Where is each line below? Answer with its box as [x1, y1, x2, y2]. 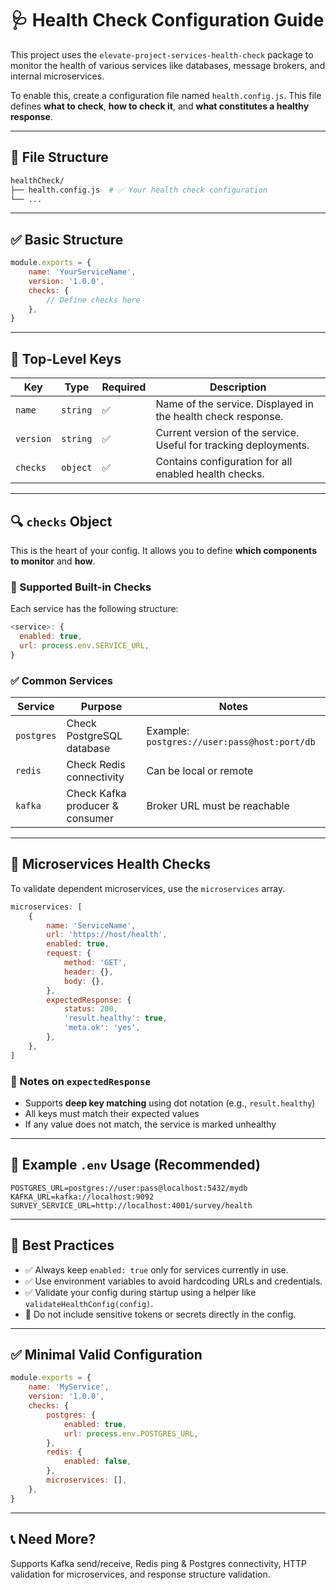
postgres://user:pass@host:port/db [146, 737, 316, 748]
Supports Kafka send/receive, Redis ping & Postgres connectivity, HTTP [10, 1557, 307, 1569]
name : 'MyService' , [28, 1382, 110, 1392]
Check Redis [66, 758, 126, 772]
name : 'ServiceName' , [46, 920, 137, 931]
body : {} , [63, 976, 105, 986]
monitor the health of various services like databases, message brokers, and [10, 59, 326, 71]
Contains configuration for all [155, 455, 293, 469]
